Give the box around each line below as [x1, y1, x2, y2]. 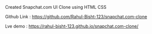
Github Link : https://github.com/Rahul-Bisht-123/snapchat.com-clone [5, 14, 147, 19]
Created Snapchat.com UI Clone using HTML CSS [5, 4, 107, 10]
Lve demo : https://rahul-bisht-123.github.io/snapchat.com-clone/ [5, 23, 139, 29]
